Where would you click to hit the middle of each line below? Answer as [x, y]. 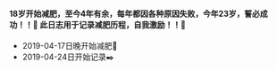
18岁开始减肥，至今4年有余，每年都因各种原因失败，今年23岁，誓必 [135, 13]
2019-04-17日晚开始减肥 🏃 [70, 46]
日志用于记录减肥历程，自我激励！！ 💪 [117, 24]
